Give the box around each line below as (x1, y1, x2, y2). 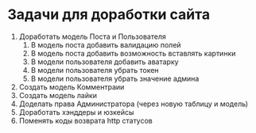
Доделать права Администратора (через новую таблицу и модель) (18, 99, 248, 108)
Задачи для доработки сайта (7, 6, 211, 24)
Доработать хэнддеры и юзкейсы (18, 107, 134, 116)
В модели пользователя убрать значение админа (30, 74, 200, 83)
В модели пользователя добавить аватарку (30, 57, 180, 66)
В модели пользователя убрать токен (30, 65, 160, 74)
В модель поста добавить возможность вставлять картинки (30, 48, 236, 58)
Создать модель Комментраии (18, 82, 125, 92)
